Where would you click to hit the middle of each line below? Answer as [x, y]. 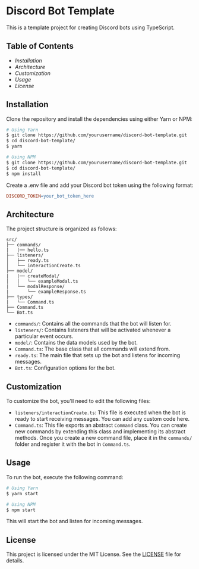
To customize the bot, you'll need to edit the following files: [78, 401]
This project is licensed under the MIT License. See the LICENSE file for [94, 554]
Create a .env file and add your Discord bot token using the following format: [100, 185]
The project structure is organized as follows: [61, 229]
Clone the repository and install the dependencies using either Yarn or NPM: [99, 119]
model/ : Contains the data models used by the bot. [76, 343]
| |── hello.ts [28, 250]
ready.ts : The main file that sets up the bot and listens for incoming [97, 355]
